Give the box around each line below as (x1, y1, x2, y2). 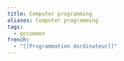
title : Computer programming (7, 10, 92, 18)
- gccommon (13, 29, 46, 37)
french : (7, 36, 30, 43)
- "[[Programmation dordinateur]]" (13, 43, 118, 50)
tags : (7, 23, 23, 30)
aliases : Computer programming (7, 17, 99, 24)
